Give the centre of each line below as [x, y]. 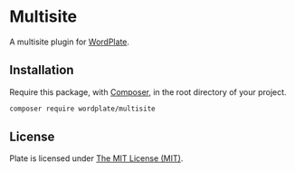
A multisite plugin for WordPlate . [69, 42]
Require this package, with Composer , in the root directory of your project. [148, 91]
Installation [42, 70]
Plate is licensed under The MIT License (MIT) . [96, 158]
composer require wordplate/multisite [82, 109]
